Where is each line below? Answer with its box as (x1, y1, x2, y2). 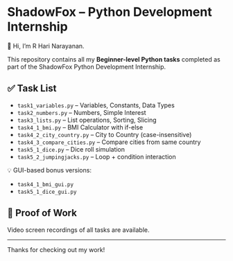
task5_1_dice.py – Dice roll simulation (17, 145, 126, 153)
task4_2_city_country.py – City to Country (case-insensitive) (17, 130, 192, 138)
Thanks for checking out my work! (7, 245, 105, 253)
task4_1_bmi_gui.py (17, 181, 74, 188)
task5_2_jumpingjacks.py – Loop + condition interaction (17, 152, 176, 161)
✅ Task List (7, 82, 57, 94)
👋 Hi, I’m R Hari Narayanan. (7, 42, 85, 50)
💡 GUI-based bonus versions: (7, 165, 92, 174)
